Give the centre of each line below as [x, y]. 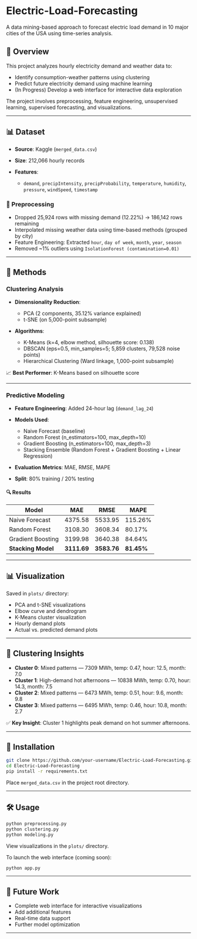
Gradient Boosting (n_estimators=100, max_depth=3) [87, 443]
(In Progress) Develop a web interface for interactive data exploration [98, 90]
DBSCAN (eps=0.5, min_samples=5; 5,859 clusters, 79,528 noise [102, 348]
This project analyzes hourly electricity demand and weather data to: [89, 66]
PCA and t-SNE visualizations [50, 605]
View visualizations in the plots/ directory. [57, 846]
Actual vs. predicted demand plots [56, 629]
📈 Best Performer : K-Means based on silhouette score [73, 372]
